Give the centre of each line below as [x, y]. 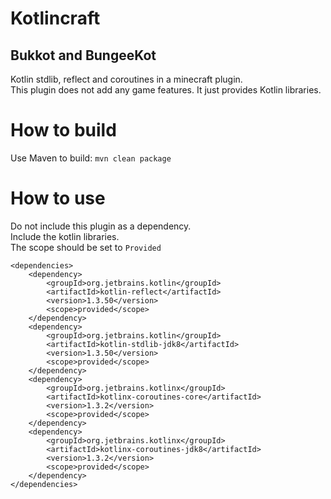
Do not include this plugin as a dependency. [101, 226]
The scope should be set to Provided [86, 247]
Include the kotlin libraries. [65, 236]
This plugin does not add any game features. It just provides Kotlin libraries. [166, 90]
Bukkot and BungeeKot [83, 55]
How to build [63, 130]
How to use [58, 198]
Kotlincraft [55, 18]
